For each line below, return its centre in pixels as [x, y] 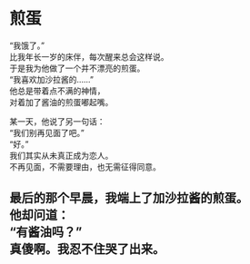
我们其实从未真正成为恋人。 [61, 155]
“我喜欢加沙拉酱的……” [51, 79]
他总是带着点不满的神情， [57, 91]
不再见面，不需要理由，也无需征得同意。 [85, 166]
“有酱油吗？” [46, 232]
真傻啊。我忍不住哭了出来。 [87, 249]
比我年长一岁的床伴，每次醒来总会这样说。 [89, 56]
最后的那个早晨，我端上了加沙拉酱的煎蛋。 [129, 198]
